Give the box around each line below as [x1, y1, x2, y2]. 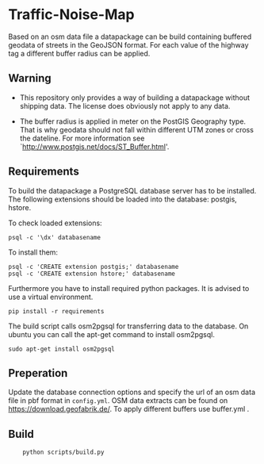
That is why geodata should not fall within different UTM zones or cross [19, 125, 254, 134]
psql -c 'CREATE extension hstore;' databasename [8, 270, 176, 278]
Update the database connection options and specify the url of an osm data [8, 387, 256, 397]
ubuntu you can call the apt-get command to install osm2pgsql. [8, 329, 216, 339]
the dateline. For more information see [19, 133, 145, 143]
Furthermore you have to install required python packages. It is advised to [8, 283, 250, 293]
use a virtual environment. [8, 292, 94, 301]
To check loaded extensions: [8, 218, 102, 228]
